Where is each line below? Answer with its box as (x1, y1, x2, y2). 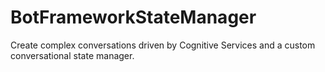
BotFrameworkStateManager (10, 6, 257, 29)
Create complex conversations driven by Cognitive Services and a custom (10, 39, 316, 51)
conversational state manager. (10, 49, 135, 61)
